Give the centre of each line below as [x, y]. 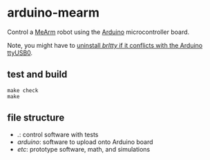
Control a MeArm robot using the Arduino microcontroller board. [98, 32]
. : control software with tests [58, 134]
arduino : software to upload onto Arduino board [85, 142]
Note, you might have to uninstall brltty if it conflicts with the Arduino [105, 45]
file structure [36, 118]
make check [23, 90]
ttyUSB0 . [20, 53]
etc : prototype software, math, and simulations [84, 149]
